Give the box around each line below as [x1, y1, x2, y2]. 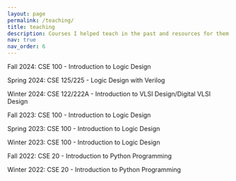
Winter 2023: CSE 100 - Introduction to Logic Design [7, 138, 160, 146]
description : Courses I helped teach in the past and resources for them [7, 30, 230, 37]
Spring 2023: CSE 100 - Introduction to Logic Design [7, 125, 160, 132]
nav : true [7, 37, 37, 44]
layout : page [7, 10, 46, 18]
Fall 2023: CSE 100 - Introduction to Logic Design [7, 111, 151, 119]
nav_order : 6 [7, 43, 46, 50]
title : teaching [7, 23, 55, 30]
